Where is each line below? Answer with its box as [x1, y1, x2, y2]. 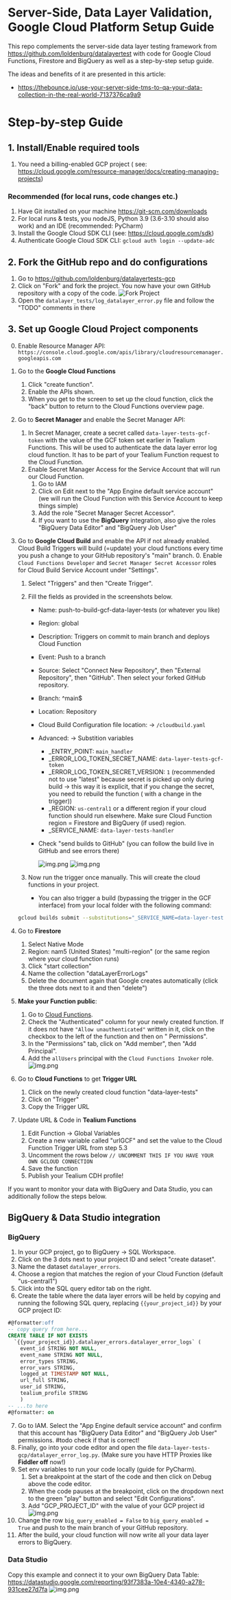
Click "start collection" [27, 962, 92, 970]
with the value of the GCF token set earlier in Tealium [45, 435, 195, 444]
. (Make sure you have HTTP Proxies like [97, 1450, 212, 1459]
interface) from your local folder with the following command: [38, 900, 212, 909]
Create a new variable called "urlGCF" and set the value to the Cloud [27, 1136, 222, 1145]
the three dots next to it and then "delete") [27, 983, 148, 992]
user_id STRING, [20, 1383, 67, 1390]
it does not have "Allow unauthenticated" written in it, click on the [27, 1025, 215, 1033]
